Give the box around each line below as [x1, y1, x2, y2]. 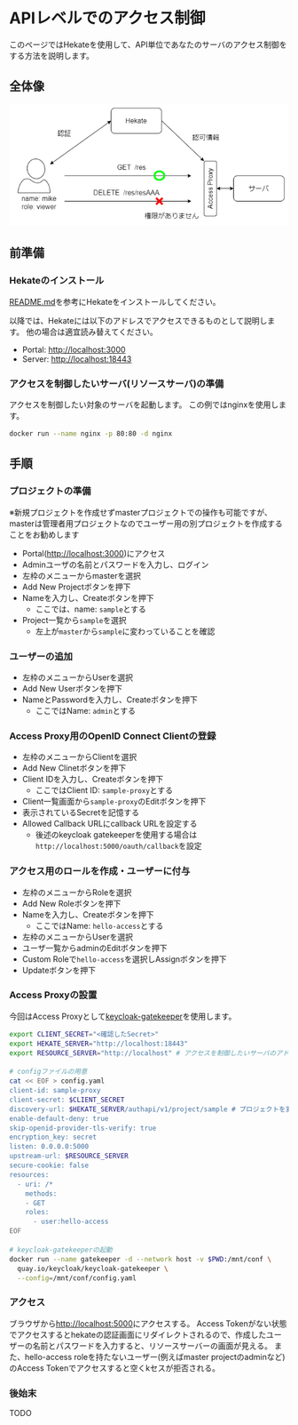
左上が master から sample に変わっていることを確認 [35, 626, 216, 636]
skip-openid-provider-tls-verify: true [9, 1124, 157, 1133]
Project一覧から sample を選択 [21, 614, 127, 625]
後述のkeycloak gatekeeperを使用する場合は [35, 829, 198, 840]
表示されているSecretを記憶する [21, 807, 140, 818]
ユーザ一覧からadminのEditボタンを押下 [21, 942, 168, 953]
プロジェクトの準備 [9, 485, 91, 498]
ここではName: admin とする [35, 705, 136, 716]
